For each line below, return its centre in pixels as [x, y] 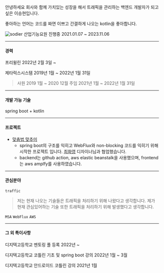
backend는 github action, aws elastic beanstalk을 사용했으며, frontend [89, 157]
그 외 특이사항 [18, 233]
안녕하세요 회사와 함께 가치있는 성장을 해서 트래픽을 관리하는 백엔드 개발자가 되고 [82, 7]
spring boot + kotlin [25, 111]
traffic [13, 191]
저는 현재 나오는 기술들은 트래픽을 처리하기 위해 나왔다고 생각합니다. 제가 [86, 200]
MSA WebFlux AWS [20, 217]
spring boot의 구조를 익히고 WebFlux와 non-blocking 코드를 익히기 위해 [89, 145]
